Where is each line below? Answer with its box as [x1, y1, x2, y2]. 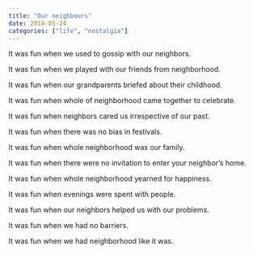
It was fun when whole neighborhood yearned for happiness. [8, 174, 212, 184]
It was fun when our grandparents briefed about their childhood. [8, 80, 222, 90]
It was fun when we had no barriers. [8, 221, 129, 231]
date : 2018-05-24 [8, 19, 67, 27]
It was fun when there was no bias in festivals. [8, 127, 162, 137]
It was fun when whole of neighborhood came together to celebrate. [8, 96, 236, 106]
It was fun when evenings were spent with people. [8, 189, 176, 199]
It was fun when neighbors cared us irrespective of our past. [8, 111, 210, 121]
